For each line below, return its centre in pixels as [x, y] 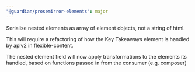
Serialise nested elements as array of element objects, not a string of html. [95, 28]
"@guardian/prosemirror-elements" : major [57, 11]
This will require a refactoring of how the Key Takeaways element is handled [98, 39]
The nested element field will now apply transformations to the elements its [96, 56]
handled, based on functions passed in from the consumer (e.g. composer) [96, 63]
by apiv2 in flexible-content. [40, 45]
